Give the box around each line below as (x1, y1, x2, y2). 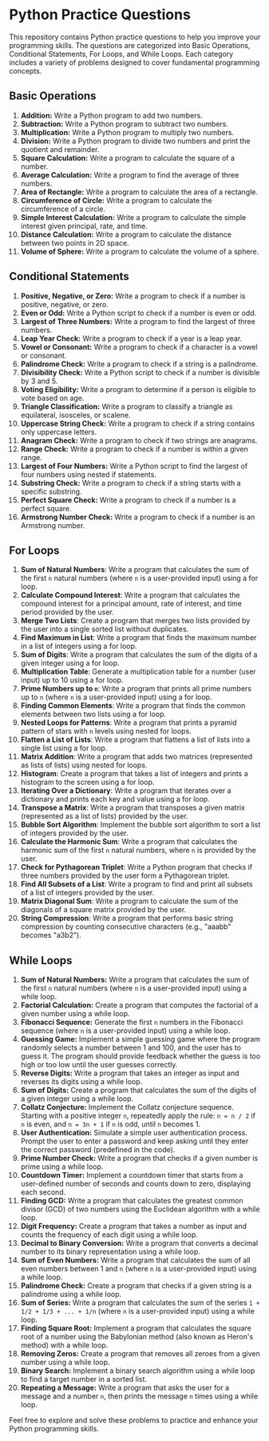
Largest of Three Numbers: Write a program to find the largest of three (20, 316, 256, 326)
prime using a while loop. (20, 1162, 104, 1171)
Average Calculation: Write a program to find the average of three (20, 170, 239, 179)
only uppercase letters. (20, 426, 97, 437)
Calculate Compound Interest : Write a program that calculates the (20, 590, 240, 600)
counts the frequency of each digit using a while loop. (20, 1230, 199, 1239)
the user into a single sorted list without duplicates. (20, 624, 189, 634)
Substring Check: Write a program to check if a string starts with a (20, 478, 242, 487)
